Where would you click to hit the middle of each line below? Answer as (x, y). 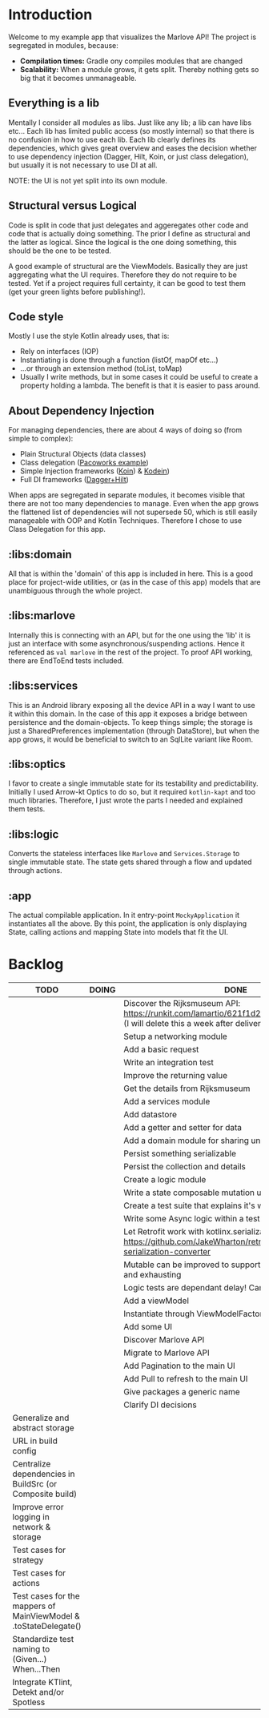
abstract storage (43, 1428)
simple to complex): (41, 439)
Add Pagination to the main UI (180, 1366)
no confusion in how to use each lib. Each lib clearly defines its (112, 139)
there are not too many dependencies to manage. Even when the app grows (133, 504)
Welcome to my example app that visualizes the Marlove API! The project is (132, 37)
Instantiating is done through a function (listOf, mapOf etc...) (119, 360)
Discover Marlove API (164, 1340)
